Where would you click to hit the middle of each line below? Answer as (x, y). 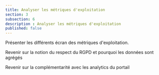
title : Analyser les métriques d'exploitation (55, 10)
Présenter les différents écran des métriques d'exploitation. (67, 42)
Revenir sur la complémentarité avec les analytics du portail (68, 67)
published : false (24, 28)
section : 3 (17, 14)
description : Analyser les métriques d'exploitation (63, 24)
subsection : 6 (20, 19)
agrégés (14, 57)
